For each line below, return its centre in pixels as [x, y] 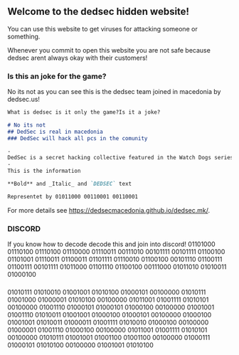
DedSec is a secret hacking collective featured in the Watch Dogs [110, 158]
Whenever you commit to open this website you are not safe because [109, 50]
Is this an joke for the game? [57, 76]
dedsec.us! [24, 100]
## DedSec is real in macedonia [55, 132]
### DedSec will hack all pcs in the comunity [78, 138]
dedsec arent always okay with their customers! [78, 58]
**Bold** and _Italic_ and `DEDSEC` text [70, 184]
